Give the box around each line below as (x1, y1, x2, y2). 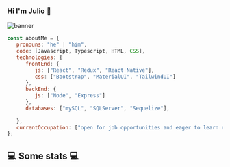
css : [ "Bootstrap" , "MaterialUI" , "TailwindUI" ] (34, 73, 176, 80)
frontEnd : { (25, 60, 60, 67)
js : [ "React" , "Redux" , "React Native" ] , (34, 66, 155, 74)
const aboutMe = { (7, 35, 60, 42)
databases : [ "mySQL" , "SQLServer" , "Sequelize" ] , (25, 105, 170, 112)
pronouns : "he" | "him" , (16, 41, 88, 49)
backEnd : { (25, 86, 57, 93)
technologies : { (16, 54, 63, 61)
